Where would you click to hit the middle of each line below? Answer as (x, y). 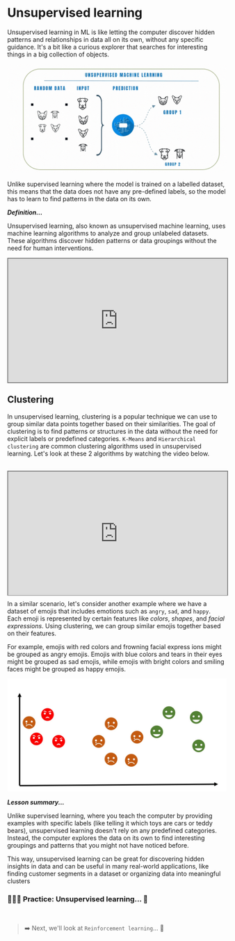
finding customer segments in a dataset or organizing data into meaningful (114, 873)
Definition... (25, 212)
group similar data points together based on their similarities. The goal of (111, 423)
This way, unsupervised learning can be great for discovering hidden (106, 859)
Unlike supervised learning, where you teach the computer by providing (110, 816)
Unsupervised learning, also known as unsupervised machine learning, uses (116, 226)
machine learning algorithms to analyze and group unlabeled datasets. (108, 233)
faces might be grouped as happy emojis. (67, 669)
